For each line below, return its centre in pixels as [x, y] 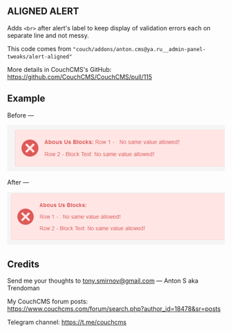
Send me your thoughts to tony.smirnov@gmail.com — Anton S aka [103, 281]
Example [26, 98]
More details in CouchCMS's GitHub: [59, 69]
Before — [21, 115]
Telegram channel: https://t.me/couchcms [67, 322]
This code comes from [39, 48]
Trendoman [23, 288]
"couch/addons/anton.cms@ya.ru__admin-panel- [139, 49]
